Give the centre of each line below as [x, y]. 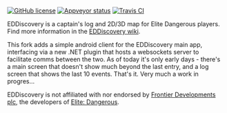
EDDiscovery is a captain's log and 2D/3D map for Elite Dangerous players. [113, 24]
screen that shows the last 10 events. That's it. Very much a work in [103, 74]
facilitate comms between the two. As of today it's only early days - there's [114, 59]
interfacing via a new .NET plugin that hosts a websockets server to [103, 52]
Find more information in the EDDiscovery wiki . [74, 31]
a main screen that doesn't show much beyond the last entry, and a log [108, 66]
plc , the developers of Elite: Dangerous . [63, 102]
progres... [21, 81]
